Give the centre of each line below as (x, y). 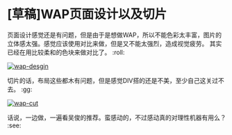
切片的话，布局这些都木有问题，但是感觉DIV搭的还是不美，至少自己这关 (110, 80)
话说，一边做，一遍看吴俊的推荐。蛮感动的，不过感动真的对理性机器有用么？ (117, 117)
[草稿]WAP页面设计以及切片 (87, 14)
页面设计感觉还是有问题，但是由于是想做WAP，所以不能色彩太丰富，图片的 (115, 35)
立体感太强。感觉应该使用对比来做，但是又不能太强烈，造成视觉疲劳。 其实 (115, 43)
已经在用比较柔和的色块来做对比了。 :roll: (66, 52)
